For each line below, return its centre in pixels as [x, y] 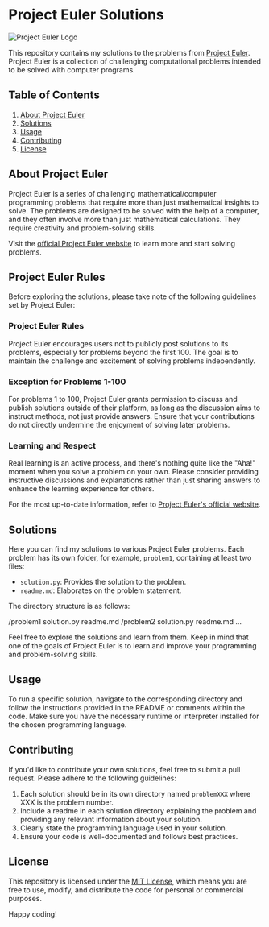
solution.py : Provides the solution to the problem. [103, 582]
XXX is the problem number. [67, 802]
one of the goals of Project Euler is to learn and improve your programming [132, 646]
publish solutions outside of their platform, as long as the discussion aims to [134, 408]
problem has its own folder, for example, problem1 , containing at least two [130, 558]
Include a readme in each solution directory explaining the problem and [138, 810]
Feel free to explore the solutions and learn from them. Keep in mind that [128, 637]
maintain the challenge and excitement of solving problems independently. [132, 361]
